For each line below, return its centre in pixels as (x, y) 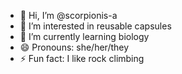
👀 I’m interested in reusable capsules (95, 26)
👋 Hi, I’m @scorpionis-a (68, 15)
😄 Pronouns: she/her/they (74, 47)
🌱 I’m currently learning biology (84, 36)
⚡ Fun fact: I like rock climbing (82, 58)
